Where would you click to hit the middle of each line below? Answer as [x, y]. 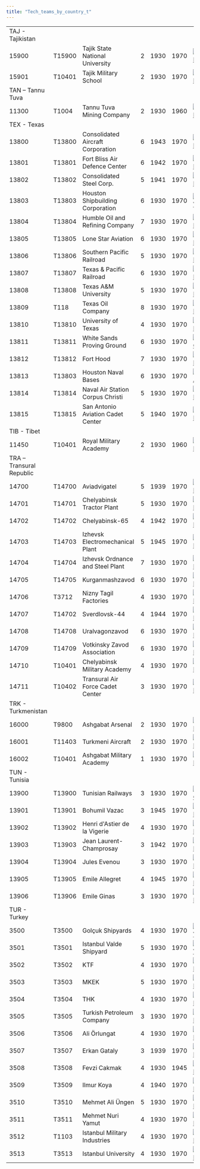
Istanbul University [109, 1153]
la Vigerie [96, 831]
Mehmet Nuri [101, 1115]
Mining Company [106, 115]
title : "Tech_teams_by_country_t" [49, 12]
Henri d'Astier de [106, 823]
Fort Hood [96, 359]
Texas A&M [98, 286]
